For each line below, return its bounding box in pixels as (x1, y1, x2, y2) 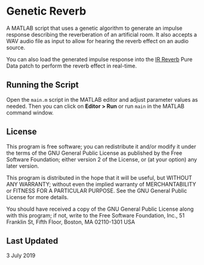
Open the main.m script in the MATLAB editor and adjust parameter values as (6, 96, 198, 103)
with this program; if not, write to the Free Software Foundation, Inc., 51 (6, 211, 185, 219)
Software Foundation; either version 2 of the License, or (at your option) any (6, 155, 197, 163)
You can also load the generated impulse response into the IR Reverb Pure (6, 55, 193, 63)
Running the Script (6, 80, 79, 90)
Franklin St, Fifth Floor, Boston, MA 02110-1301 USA (6, 218, 135, 225)
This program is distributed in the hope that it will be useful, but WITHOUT (6, 174, 192, 181)
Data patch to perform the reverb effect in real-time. (6, 62, 137, 69)
